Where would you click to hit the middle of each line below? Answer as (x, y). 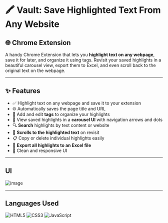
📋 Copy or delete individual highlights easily (58, 138)
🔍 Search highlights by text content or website (61, 125)
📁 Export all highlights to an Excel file (52, 145)
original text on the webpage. (35, 70)
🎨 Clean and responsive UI (40, 150)
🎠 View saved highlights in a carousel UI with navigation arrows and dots (87, 119)
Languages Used (32, 203)
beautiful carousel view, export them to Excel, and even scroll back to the (80, 65)
